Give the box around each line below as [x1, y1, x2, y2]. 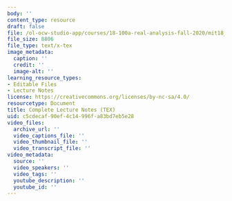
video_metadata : [7, 151, 54, 159]
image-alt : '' [13, 68, 54, 75]
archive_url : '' [13, 126, 60, 133]
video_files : [7, 119, 45, 126]
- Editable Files [7, 81, 57, 88]
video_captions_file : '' [13, 132, 85, 139]
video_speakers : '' [13, 164, 70, 171]
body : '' [7, 10, 32, 17]
